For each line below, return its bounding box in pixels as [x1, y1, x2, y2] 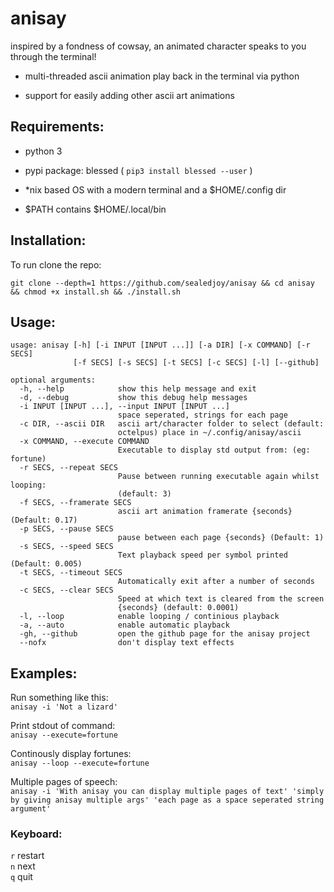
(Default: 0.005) [10, 559, 83, 569]
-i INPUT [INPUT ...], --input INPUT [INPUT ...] [19, 402, 230, 412]
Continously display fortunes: [10, 748, 132, 760]
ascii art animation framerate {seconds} [117, 507, 293, 517]
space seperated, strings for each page [117, 410, 288, 421]
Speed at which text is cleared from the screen [117, 594, 325, 604]
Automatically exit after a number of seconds [117, 577, 315, 587]
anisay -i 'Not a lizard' [10, 702, 118, 712]
